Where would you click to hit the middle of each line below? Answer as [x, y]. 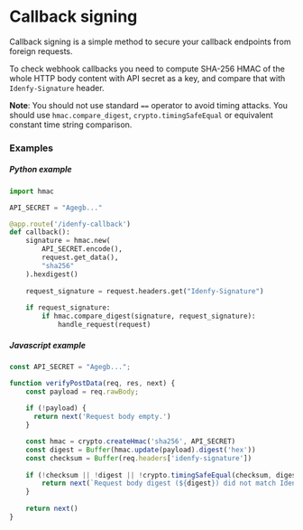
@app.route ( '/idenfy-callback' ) [70, 224]
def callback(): [40, 232]
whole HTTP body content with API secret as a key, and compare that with [147, 78]
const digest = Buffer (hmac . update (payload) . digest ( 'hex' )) [141, 450]
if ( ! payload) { [56, 408]
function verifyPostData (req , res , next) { [92, 383]
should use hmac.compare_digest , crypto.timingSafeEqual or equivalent [141, 115]
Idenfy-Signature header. [57, 88]
